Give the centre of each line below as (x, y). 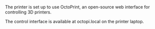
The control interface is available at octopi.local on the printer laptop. (75, 22)
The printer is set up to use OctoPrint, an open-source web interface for (77, 7)
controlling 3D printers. (28, 12)
